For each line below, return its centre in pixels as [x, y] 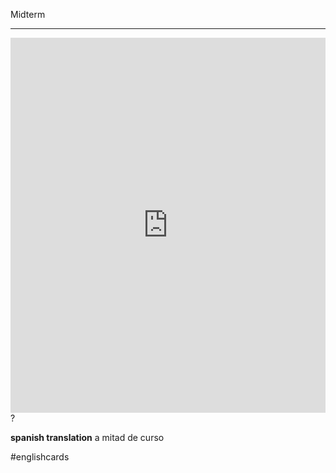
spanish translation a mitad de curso [87, 437]
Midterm [28, 14]
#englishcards [40, 457]
